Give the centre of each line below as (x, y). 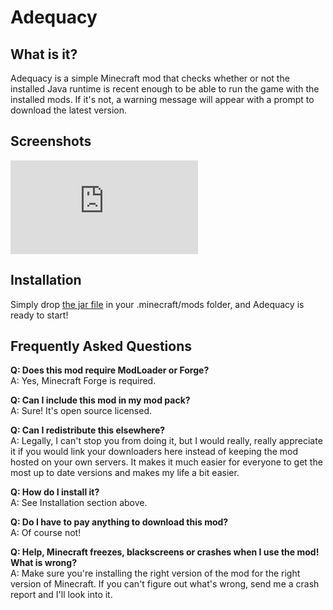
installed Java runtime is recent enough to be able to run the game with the (165, 89)
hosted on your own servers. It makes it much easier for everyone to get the (166, 462)
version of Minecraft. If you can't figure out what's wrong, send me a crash (165, 584)
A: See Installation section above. (79, 503)
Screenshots (51, 141)
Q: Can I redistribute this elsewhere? (88, 430)
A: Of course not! (46, 533)
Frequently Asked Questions (101, 346)
